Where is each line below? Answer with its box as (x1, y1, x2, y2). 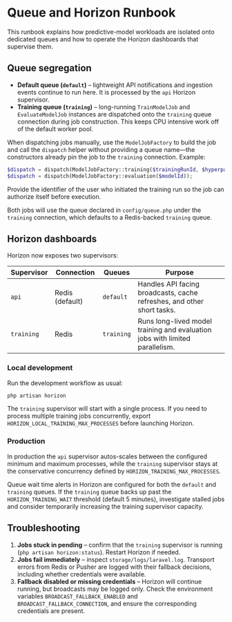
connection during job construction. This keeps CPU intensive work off (17, 117, 220, 126)
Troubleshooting (7, 523, 81, 534)
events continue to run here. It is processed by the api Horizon (17, 88, 196, 96)
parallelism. (137, 342, 175, 352)
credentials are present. (17, 606, 85, 615)
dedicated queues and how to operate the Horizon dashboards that (7, 35, 199, 43)
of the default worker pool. (17, 124, 93, 133)
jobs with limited (137, 333, 191, 343)
